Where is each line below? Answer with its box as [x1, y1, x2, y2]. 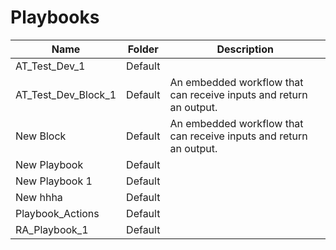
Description [216, 42, 274, 56]
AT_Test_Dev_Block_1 [15, 87, 117, 101]
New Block [15, 129, 67, 143]
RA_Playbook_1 [15, 222, 89, 236]
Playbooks [10, 6, 100, 29]
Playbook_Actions [15, 206, 100, 220]
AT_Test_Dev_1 [15, 59, 86, 73]
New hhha [15, 190, 63, 204]
